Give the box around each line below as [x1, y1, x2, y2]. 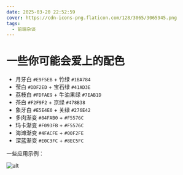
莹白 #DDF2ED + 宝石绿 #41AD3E [15, 83, 91, 91]
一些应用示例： [6, 150, 44, 157]
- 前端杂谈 [12, 26, 36, 32]
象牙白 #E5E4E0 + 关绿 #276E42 [15, 106, 91, 114]
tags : [6, 20, 20, 26]
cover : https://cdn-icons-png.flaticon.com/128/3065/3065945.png [6, 15, 177, 21]
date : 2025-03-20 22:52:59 [6, 9, 76, 15]
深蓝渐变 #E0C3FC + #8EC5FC [15, 137, 84, 144]
